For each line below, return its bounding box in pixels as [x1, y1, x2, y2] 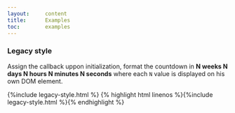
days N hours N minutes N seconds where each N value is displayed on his [7, 69, 225, 77]
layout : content [7, 10, 68, 17]
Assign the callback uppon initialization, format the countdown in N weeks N [7, 62, 228, 70]
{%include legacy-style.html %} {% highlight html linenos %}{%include [7, 90, 213, 98]
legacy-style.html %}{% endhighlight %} [7, 98, 125, 106]
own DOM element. [7, 77, 63, 85]
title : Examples [7, 17, 71, 24]
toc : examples [7, 23, 71, 30]
